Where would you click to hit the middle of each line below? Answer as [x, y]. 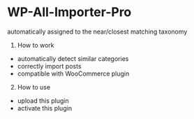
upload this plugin [43, 100]
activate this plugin [44, 108]
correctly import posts [49, 66]
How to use [34, 87]
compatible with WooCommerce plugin [73, 73]
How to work [36, 45]
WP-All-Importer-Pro [69, 12]
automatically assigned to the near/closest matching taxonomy [97, 31]
